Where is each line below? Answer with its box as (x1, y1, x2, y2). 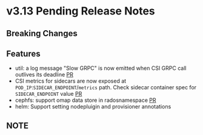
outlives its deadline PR (15, 71, 74, 78)
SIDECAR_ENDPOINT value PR (15, 90, 82, 98)
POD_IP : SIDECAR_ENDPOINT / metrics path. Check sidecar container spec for (15, 84, 197, 91)
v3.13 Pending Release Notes (6, 4, 156, 18)
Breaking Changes (6, 28, 78, 39)
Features (6, 48, 41, 58)
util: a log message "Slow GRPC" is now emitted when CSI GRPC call (15, 64, 187, 72)
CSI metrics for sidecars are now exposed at (15, 77, 127, 85)
